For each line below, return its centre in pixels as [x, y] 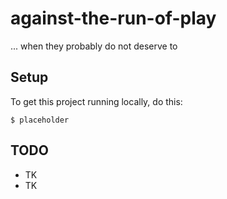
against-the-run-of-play [113, 18]
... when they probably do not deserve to [94, 46]
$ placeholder [40, 120]
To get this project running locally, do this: [96, 101]
